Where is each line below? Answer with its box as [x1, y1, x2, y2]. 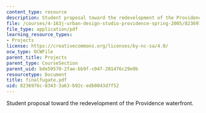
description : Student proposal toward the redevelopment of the [6, 15, 174, 21]
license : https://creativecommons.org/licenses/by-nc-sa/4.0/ [6, 43, 169, 49]
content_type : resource [6, 9, 67, 15]
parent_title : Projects [6, 54, 67, 60]
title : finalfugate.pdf [6, 77, 67, 83]
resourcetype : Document [6, 71, 67, 78]
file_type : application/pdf [6, 26, 78, 32]
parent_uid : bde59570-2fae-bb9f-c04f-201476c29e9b [6, 65, 139, 72]
